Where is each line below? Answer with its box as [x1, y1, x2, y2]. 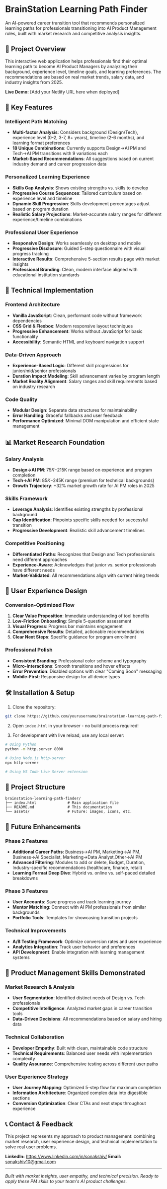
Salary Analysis [5, 456, 44, 463]
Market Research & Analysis [5, 984, 75, 991]
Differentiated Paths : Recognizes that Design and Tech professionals [12, 551, 155, 557]
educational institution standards [12, 272, 80, 278]
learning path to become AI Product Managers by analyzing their [5, 63, 138, 69]
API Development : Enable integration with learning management [12, 949, 145, 955]
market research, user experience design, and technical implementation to [5, 1138, 158, 1144]
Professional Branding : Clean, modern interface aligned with [12, 267, 138, 273]
